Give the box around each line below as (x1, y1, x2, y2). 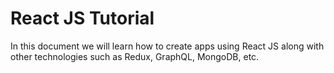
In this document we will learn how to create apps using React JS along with (10, 40, 325, 52)
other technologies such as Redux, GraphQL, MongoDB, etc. (10, 50, 260, 62)
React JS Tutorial (10, 7, 155, 30)
